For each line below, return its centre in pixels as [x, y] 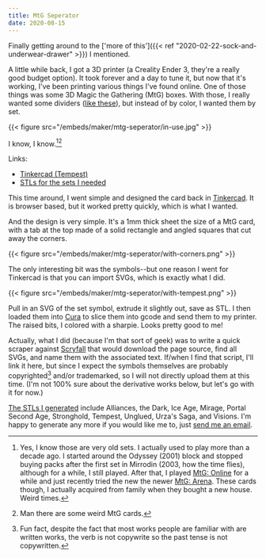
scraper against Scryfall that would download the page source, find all [123, 349]
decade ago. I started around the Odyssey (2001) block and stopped [131, 456]
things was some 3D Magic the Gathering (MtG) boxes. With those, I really [129, 94]
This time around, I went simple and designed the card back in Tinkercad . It [131, 198]
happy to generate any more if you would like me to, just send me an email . [131, 424]
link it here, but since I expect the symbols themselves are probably [118, 366]
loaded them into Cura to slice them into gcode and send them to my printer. [133, 317]
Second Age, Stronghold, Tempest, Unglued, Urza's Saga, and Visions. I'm [130, 416]
